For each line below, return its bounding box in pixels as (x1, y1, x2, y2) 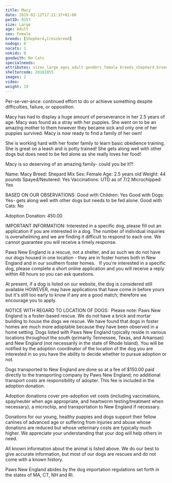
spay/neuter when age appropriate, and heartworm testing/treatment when (5, 398, 164, 404)
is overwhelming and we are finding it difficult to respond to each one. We (5, 234, 161, 240)
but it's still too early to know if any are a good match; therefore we (5, 292, 147, 298)
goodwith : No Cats (5, 55, 45, 61)
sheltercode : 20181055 (5, 70, 54, 75)
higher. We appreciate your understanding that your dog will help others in (5, 430, 162, 436)
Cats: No (5, 203, 24, 209)
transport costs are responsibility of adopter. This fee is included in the (5, 377, 155, 383)
